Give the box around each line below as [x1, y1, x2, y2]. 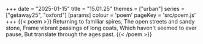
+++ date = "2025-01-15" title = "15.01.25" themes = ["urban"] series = [6, 5, 185, 12]
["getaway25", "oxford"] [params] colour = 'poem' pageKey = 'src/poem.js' [6, 11, 196, 19]
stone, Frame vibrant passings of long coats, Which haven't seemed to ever [6, 24, 197, 31]
